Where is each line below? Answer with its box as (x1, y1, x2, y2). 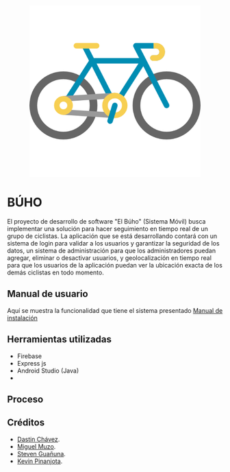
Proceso (7, 393, 44, 405)
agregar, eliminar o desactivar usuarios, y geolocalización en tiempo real (7, 253, 212, 262)
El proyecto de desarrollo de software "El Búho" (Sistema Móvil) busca (7, 217, 206, 225)
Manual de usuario (7, 288, 88, 300)
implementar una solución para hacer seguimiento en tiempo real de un (7, 224, 209, 233)
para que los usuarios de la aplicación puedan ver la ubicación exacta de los (7, 261, 222, 269)
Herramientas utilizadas (7, 333, 112, 345)
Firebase (16, 352, 42, 360)
